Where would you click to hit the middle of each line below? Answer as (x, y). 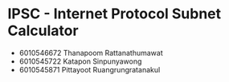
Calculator (43, 31)
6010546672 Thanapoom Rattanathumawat (91, 53)
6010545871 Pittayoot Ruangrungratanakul (90, 69)
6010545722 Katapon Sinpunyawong (80, 61)
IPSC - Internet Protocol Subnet (115, 14)
